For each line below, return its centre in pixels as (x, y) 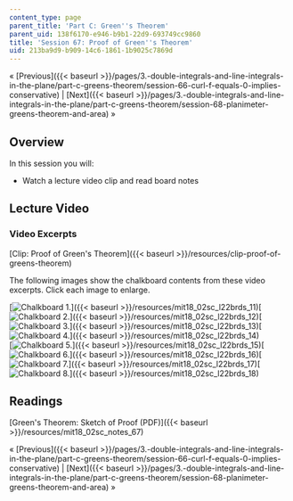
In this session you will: (52, 163)
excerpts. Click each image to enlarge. (80, 290)
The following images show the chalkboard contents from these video (137, 280)
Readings (36, 402)
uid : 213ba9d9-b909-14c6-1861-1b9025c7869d (91, 51)
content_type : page (45, 17)
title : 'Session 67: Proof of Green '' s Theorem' (101, 42)
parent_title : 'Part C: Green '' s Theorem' (89, 26)
